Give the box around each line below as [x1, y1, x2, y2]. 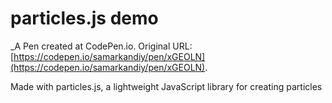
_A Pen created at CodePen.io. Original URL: [10, 40, 193, 52]
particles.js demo [10, 7, 159, 30]
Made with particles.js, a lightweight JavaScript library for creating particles [10, 80, 323, 92]
